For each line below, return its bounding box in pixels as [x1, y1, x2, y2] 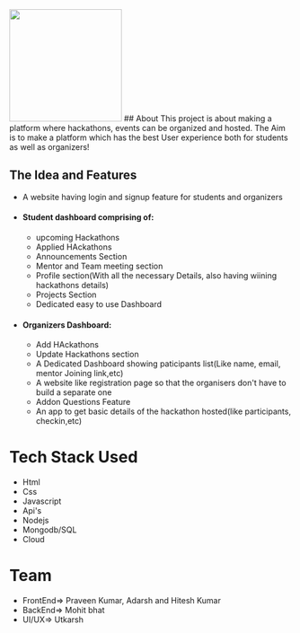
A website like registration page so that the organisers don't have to [35, 377, 287, 389]
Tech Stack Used [9, 447, 138, 468]
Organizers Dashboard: [22, 319, 112, 330]
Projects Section [35, 289, 97, 300]
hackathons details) [35, 280, 110, 291]
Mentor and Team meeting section [35, 260, 163, 272]
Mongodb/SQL [22, 524, 77, 535]
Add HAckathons [35, 339, 99, 350]
